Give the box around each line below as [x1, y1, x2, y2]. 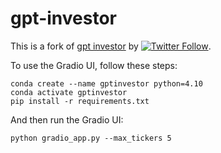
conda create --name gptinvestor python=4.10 [10, 78, 203, 89]
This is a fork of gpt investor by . [10, 40, 212, 52]
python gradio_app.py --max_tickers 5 [10, 133, 172, 143]
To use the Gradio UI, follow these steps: [10, 59, 178, 71]
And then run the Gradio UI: [10, 113, 124, 126]
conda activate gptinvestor [10, 87, 128, 97]
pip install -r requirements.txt [10, 96, 150, 106]
